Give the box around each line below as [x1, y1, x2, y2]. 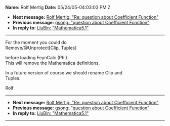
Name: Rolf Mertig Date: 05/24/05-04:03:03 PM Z [5, 5, 111, 10]
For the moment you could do [5, 39, 67, 45]
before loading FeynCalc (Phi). [5, 55, 69, 60]
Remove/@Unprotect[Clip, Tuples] [5, 45, 77, 51]
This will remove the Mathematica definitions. [5, 60, 100, 66]
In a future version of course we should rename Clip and [5, 70, 123, 75]
